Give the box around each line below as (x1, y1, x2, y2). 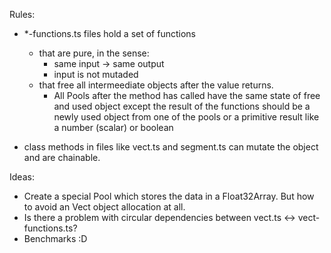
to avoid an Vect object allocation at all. (23, 201, 186, 213)
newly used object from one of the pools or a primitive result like (53, 111, 320, 123)
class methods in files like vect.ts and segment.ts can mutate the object (23, 141, 319, 153)
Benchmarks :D (23, 233, 88, 244)
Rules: (9, 9, 36, 20)
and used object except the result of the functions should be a (53, 100, 311, 112)
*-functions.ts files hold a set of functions (23, 28, 196, 39)
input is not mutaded (53, 69, 139, 80)
